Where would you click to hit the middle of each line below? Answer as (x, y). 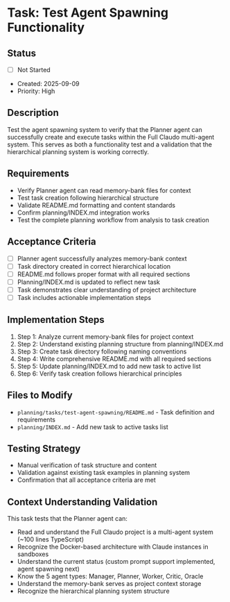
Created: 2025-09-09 (48, 84)
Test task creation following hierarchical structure (88, 198)
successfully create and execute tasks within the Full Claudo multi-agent (111, 137)
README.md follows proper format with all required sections (104, 274)
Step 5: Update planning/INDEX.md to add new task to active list (109, 366)
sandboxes (33, 554)
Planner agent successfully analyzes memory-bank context (102, 258)
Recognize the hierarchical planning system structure (93, 591)
